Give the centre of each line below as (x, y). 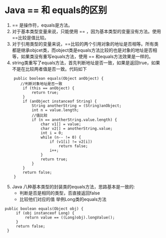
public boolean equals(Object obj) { (44, 208)
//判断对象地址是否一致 (41, 84)
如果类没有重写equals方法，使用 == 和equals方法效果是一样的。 (87, 56)
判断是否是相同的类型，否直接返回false (60, 193)
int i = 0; (52, 133)
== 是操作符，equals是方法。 (42, 25)
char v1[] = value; (61, 124)
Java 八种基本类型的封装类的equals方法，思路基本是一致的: (73, 186)
